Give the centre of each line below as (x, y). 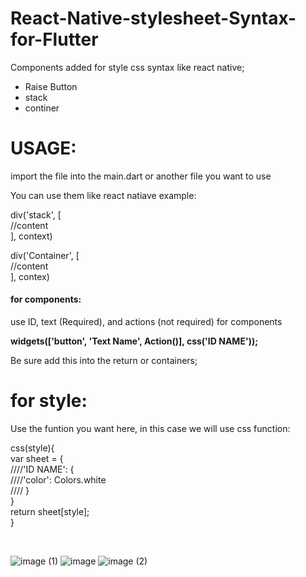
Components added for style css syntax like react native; (127, 67)
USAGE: (43, 148)
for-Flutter (54, 39)
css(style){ (32, 448)
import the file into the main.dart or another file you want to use (141, 176)
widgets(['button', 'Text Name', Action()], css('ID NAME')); (134, 341)
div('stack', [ (36, 214)
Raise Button (51, 86)
